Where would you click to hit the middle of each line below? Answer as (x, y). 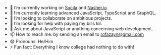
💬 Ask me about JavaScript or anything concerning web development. (81, 29)
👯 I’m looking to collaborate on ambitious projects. (61, 18)
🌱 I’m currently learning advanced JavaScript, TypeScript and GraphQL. (83, 13)
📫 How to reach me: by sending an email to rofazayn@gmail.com (77, 34)
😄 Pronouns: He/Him (31, 41)
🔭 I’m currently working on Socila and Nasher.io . (59, 8)
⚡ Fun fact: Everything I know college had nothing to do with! (72, 47)
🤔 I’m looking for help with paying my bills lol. (56, 23)
